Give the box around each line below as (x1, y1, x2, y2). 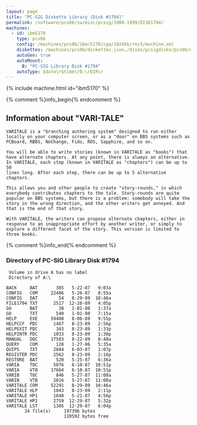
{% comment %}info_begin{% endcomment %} (6, 96, 121, 103)
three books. (6, 231, 38, 238)
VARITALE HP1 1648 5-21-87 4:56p (6, 393, 111, 399)
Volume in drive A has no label (8, 269, 88, 276)
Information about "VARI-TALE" (6, 113, 124, 123)
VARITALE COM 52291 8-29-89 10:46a (6, 383, 111, 389)
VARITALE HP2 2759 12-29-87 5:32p (6, 398, 111, 404)
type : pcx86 (16, 36, 46, 42)
